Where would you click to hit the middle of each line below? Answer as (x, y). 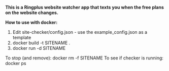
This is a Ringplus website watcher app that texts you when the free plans (84, 7)
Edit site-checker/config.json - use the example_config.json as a (80, 32)
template (22, 38)
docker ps (16, 63)
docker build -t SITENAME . (41, 43)
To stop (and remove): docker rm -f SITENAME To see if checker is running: (84, 58)
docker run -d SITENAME (39, 48)
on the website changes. (32, 13)
